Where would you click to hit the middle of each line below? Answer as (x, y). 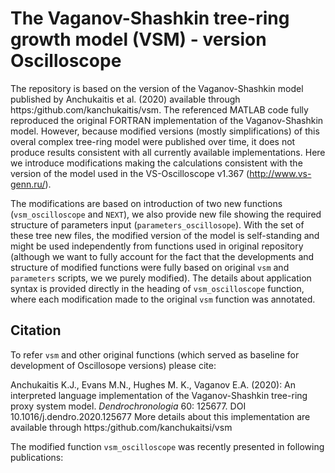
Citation (36, 330)
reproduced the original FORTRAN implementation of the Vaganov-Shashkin (167, 120)
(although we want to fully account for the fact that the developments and (162, 256)
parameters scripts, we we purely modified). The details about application (161, 278)
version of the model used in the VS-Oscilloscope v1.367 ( (130, 173)
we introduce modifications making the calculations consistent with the (156, 163)
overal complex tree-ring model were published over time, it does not (153, 141)
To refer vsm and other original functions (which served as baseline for (155, 354)
